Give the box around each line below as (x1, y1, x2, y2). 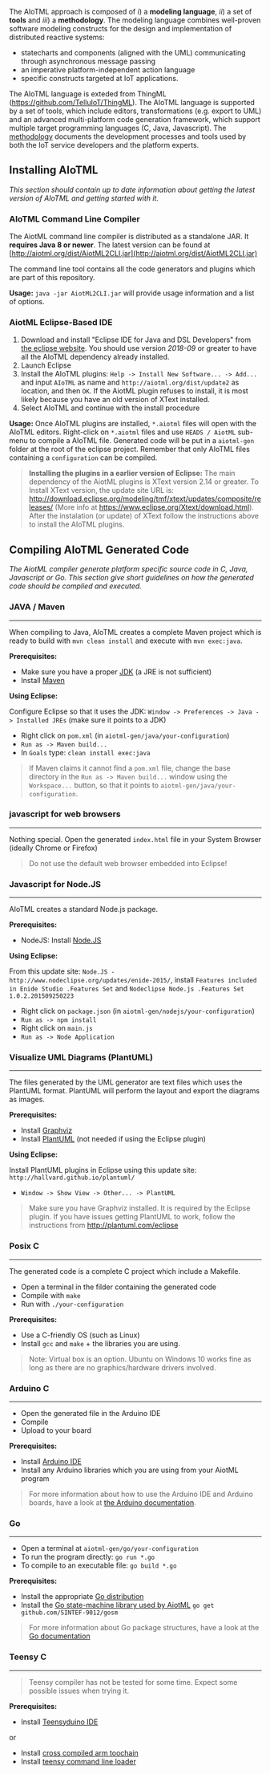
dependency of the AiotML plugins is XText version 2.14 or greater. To (28, 477, 260, 486)
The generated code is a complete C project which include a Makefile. (9, 1266, 241, 1276)
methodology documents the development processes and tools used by (9, 132, 247, 141)
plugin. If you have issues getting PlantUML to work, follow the (28, 1212, 236, 1222)
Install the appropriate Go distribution (20, 1592, 144, 1601)
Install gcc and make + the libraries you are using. (20, 1338, 181, 1348)
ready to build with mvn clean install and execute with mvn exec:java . (9, 636, 243, 645)
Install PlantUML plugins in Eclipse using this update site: (9, 1166, 197, 1175)
